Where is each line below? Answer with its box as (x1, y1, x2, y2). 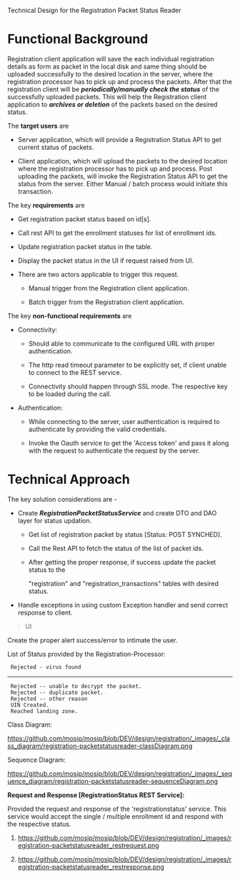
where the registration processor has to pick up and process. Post (17, 164, 213, 173)
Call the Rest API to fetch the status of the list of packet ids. (28, 544, 204, 552)
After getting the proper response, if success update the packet (28, 557, 216, 566)
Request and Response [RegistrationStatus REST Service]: (7, 790, 185, 799)
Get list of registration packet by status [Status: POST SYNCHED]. (28, 530, 223, 538)
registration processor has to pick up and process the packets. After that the (7, 77, 232, 86)
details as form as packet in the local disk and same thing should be (7, 62, 207, 71)
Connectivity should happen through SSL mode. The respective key (28, 382, 228, 390)
